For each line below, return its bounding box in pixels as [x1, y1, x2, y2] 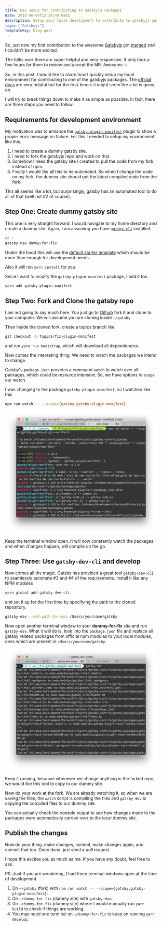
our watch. [5, 377, 27, 383]
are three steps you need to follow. [5, 102, 74, 108]
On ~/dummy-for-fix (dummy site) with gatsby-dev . [12, 895, 112, 901]
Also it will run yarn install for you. [5, 264, 77, 270]
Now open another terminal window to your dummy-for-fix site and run [5, 623, 148, 629]
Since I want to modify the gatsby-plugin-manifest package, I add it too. [5, 273, 148, 279]
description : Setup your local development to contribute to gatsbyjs [5, 18, 150, 23]
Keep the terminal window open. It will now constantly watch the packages [5, 538, 154, 544]
